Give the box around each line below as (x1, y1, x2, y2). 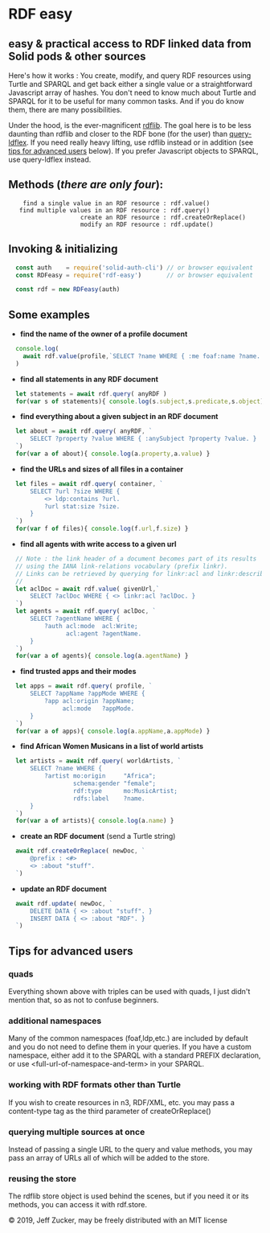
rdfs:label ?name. (72, 794, 146, 803)
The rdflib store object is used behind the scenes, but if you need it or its (8, 1191, 249, 1201)
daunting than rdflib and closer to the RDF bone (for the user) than (8, 129, 227, 138)
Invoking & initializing (8, 242, 118, 256)
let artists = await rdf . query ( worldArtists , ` (15, 757, 182, 765)
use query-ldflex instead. (8, 154, 92, 164)
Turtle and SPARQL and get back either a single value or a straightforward (8, 80, 253, 88)
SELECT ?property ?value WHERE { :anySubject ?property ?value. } (29, 435, 257, 443)
